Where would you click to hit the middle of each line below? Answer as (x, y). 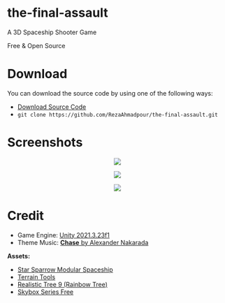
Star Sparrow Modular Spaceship (65, 269)
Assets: (19, 256)
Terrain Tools (36, 276)
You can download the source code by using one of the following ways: (110, 93)
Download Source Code (52, 107)
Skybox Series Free (45, 292)
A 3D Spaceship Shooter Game (52, 32)
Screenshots (45, 143)
